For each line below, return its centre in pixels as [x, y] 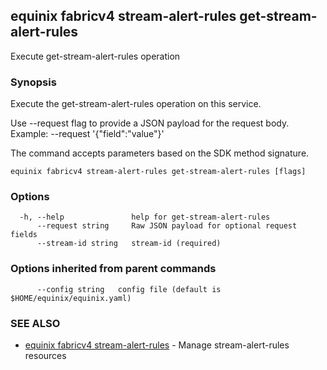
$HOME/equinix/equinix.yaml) [71, 298]
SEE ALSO [35, 323]
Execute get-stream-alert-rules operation [95, 56]
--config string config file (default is [129, 289]
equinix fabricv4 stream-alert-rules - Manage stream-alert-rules [157, 345]
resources [45, 355]
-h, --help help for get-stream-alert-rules [145, 217]
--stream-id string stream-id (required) [129, 244]
